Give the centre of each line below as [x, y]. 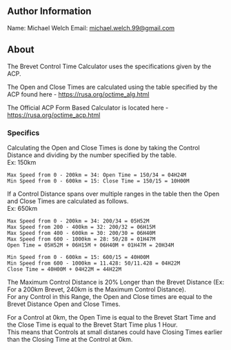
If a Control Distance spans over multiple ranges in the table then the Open [113, 194]
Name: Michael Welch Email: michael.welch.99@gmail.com [91, 28]
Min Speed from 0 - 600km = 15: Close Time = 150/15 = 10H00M [98, 181]
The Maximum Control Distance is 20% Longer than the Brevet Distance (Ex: [116, 282]
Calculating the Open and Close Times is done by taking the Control [103, 147]
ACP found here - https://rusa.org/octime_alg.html [78, 94]
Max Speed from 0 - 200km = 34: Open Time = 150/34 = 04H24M [97, 175]
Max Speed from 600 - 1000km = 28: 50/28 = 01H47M [81, 239]
